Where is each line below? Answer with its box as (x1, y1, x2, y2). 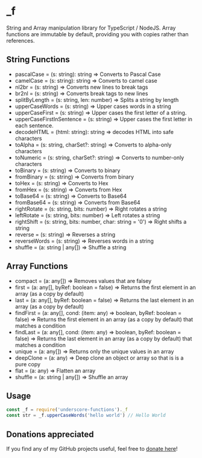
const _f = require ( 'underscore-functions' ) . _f (6, 407, 128, 413)
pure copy (14, 360, 41, 367)
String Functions (6, 54, 71, 65)
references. (6, 37, 35, 44)
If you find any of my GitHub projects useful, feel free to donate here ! (6, 445, 178, 452)
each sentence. (14, 122, 54, 129)
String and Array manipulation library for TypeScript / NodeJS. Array (6, 24, 176, 31)
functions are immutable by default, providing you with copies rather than (6, 30, 189, 37)
